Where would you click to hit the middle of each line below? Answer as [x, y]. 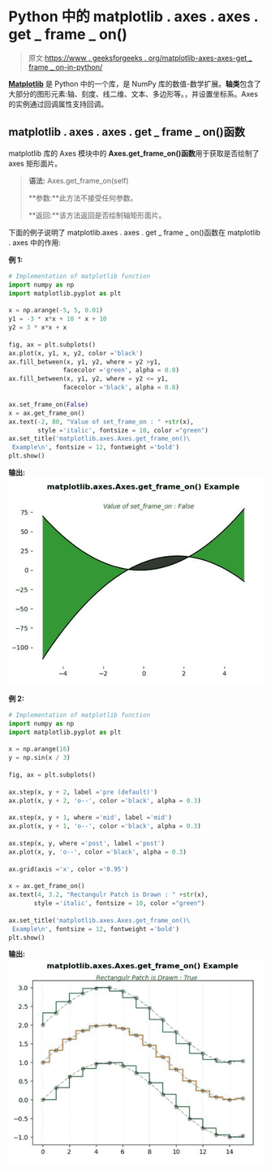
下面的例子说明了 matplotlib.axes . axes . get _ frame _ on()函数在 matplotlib [135, 232]
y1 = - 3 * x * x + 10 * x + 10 [58, 319]
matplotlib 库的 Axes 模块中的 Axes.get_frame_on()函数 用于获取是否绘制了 [134, 153]
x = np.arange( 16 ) [39, 749]
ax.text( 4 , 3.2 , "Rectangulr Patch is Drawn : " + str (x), [108, 895]
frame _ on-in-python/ [65, 67]
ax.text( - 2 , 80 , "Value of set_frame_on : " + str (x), [101, 422]
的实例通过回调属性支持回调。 [58, 104]
